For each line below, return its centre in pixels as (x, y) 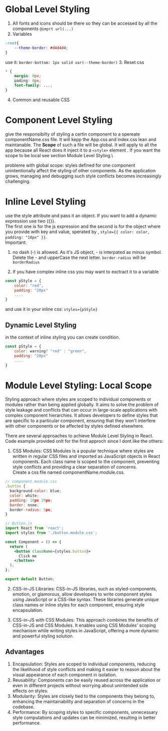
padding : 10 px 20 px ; (31, 500)
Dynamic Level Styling (41, 325)
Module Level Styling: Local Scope (78, 385)
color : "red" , (29, 286)
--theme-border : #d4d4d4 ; (41, 48)
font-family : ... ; (33, 86)
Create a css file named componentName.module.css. (69, 473)
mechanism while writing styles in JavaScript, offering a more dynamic (86, 630)
